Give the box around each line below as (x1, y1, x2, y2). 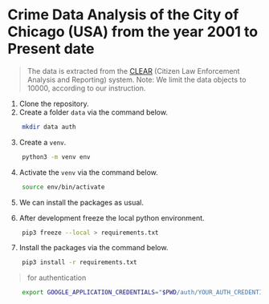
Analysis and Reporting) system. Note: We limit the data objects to (26, 75, 247, 84)
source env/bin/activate (22, 183, 105, 191)
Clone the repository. (18, 99, 89, 108)
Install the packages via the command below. (18, 243, 169, 253)
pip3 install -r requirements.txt (22, 258, 137, 266)
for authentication (26, 273, 87, 282)
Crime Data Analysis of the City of (7, 6, 239, 24)
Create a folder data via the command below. (18, 107, 168, 117)
